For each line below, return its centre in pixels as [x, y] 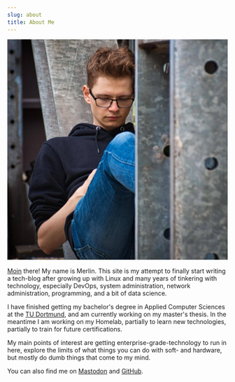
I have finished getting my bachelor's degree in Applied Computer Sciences [116, 306]
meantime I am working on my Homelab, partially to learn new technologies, [117, 321]
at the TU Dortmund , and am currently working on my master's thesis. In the [117, 314]
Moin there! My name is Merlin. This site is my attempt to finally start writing [116, 271]
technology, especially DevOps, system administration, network [99, 285]
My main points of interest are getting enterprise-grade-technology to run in [117, 342]
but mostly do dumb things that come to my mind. [79, 358]
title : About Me [31, 22]
